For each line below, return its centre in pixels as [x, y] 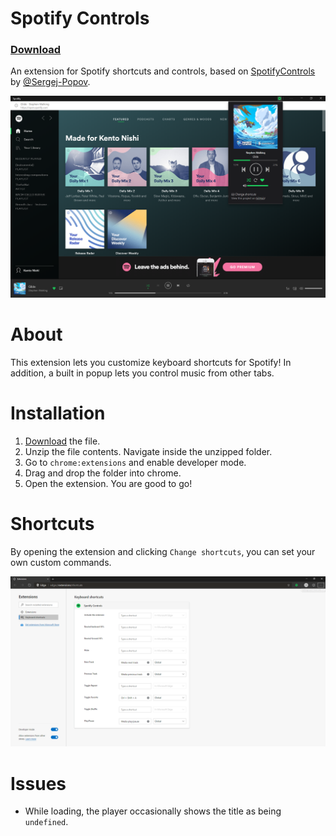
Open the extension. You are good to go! [108, 483]
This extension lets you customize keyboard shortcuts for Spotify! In [151, 362]
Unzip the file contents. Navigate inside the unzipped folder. [148, 451]
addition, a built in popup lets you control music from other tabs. [142, 373]
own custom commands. [61, 562]
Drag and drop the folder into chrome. [103, 473]
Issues [38, 783]
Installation [58, 413]
